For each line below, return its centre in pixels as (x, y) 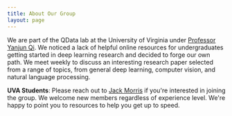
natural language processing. (49, 76)
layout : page (26, 20)
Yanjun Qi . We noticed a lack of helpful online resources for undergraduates (115, 47)
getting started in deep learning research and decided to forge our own (109, 55)
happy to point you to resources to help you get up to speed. (93, 105)
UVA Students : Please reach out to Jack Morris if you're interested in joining (116, 90)
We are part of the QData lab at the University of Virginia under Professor (111, 40)
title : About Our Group (42, 14)
